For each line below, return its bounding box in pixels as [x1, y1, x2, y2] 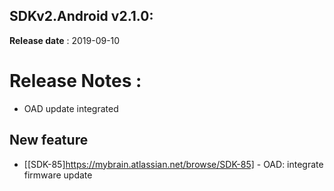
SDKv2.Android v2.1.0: [9, 8, 154, 25]
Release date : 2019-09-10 [9, 34, 121, 46]
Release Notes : [9, 70, 142, 92]
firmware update [23, 169, 93, 181]
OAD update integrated [23, 102, 119, 114]
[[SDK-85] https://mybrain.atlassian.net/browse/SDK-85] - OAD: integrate [23, 158, 324, 170]
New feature [9, 132, 89, 149]
